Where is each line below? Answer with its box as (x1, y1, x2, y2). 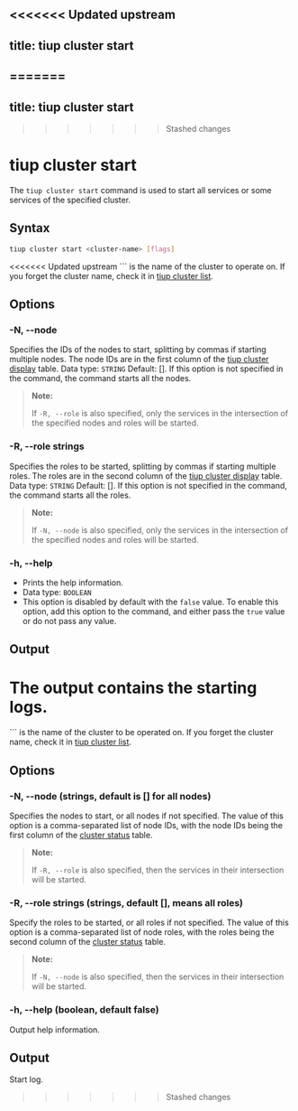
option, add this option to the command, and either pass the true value (22, 605, 285, 617)
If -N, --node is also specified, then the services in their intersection (31, 971, 284, 983)
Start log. (9, 1074, 43, 1085)
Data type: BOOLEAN (22, 586, 92, 597)
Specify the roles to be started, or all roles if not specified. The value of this (9, 917, 290, 929)
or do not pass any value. (22, 615, 117, 626)
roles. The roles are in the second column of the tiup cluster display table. (9, 470, 283, 481)
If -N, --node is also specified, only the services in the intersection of (31, 524, 289, 536)
